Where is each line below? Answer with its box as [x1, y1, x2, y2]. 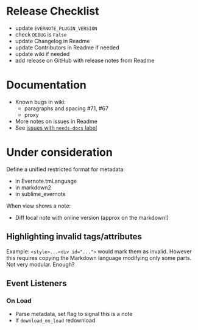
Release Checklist [6, 4, 99, 18]
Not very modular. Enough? [6, 261, 75, 268]
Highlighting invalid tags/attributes [6, 231, 142, 242]
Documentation [6, 78, 87, 92]
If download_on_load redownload [15, 317, 96, 324]
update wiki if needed [15, 50, 70, 57]
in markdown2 [15, 184, 52, 191]
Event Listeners [6, 278, 67, 289]
